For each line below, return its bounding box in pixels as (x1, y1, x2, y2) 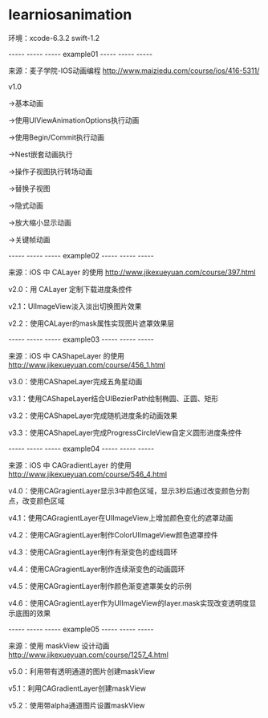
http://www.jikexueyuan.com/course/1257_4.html (8, 650, 169, 659)
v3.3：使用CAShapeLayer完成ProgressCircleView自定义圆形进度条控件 (8, 428, 242, 437)
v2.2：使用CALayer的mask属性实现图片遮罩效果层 (8, 318, 175, 328)
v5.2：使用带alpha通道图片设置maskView (8, 700, 145, 710)
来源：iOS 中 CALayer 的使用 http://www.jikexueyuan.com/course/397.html (8, 267, 256, 277)
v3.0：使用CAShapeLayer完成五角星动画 (8, 376, 143, 386)
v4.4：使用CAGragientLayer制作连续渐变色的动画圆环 (8, 564, 185, 574)
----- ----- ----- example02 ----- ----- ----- (8, 250, 154, 260)
